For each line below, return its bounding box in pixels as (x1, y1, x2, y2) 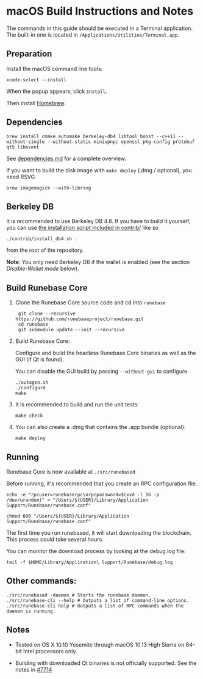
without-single (6, 139, 45, 145)
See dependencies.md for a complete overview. (6, 155, 127, 162)
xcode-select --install (6, 76, 67, 83)
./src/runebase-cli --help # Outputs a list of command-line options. (6, 597, 190, 603)
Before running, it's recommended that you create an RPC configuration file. (6, 480, 198, 487)
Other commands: (6, 576, 77, 586)
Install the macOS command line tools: (6, 65, 103, 72)
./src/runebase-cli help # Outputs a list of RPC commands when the (6, 603, 184, 609)
